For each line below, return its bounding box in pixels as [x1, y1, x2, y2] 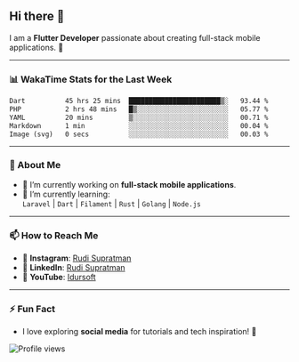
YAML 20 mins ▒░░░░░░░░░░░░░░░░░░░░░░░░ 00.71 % [9, 113, 269, 122]
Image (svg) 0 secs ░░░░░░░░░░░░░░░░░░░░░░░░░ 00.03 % [9, 130, 269, 139]
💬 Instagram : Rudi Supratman [21, 253, 132, 263]
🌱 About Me [9, 159, 61, 172]
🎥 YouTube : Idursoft [21, 272, 96, 283]
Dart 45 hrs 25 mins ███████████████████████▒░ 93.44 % [9, 97, 269, 106]
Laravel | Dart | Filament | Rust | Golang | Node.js [21, 197, 202, 209]
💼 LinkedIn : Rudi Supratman [21, 262, 126, 273]
